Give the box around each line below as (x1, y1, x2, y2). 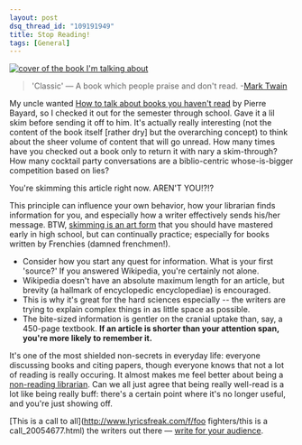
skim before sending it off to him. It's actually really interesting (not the (9, 117, 272, 128)
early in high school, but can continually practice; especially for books (9, 229, 270, 240)
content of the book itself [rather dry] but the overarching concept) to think (9, 127, 288, 138)
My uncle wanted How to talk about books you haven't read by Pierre (9, 98, 267, 109)
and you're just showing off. (9, 398, 113, 409)
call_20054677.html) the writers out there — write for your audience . (9, 425, 264, 436)
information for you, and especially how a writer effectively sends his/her (9, 209, 281, 221)
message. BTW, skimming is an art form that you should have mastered (9, 219, 273, 230)
